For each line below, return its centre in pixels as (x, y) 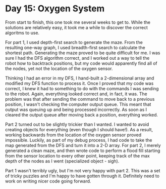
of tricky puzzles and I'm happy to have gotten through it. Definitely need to (82, 176)
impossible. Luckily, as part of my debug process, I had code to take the (79, 140)
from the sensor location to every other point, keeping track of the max (78, 155)
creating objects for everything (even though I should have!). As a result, (79, 129)
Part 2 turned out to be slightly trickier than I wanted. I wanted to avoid (77, 124)
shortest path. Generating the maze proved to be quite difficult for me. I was (83, 53)
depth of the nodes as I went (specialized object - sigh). (62, 161)
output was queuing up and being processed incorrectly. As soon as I (76, 110)
